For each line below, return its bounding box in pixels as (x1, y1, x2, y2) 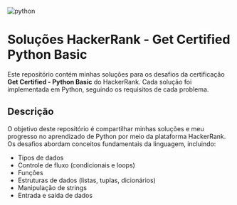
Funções (17, 168, 44, 177)
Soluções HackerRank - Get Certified (7, 32, 231, 48)
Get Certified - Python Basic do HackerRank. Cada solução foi (7, 77, 192, 86)
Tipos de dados (17, 153, 64, 162)
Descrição (7, 106, 54, 118)
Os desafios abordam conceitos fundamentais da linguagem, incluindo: (7, 139, 216, 148)
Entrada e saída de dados (17, 191, 93, 199)
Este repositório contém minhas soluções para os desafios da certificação (7, 70, 226, 78)
